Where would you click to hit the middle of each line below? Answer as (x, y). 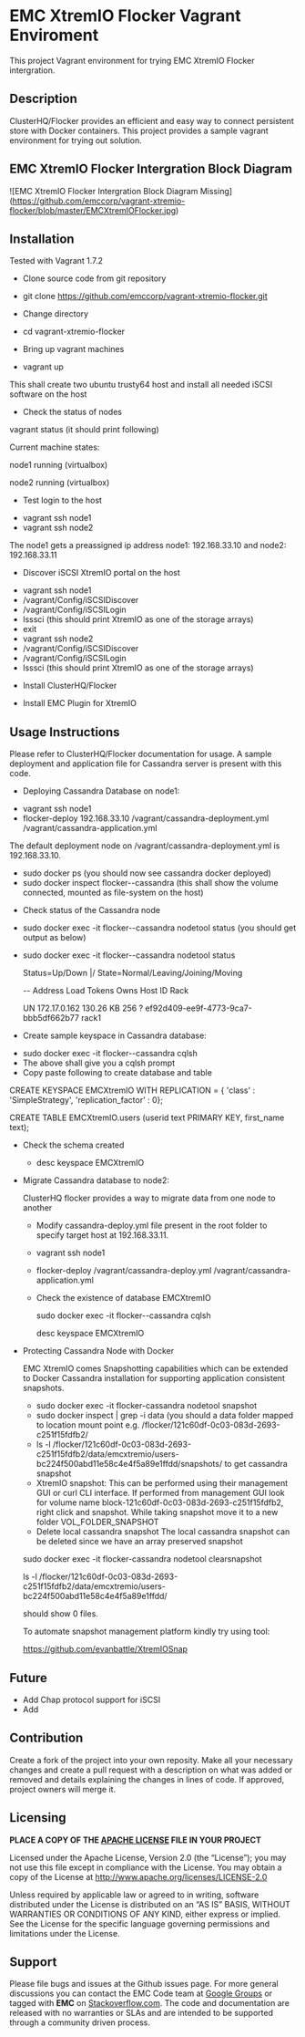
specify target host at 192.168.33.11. (102, 1235)
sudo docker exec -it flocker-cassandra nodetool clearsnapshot (142, 1559)
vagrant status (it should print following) (84, 430)
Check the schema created (73, 1145)
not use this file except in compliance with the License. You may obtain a (146, 1867)
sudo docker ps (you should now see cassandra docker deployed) (147, 873)
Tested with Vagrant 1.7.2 (56, 261)
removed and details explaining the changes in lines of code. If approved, (147, 1779)
